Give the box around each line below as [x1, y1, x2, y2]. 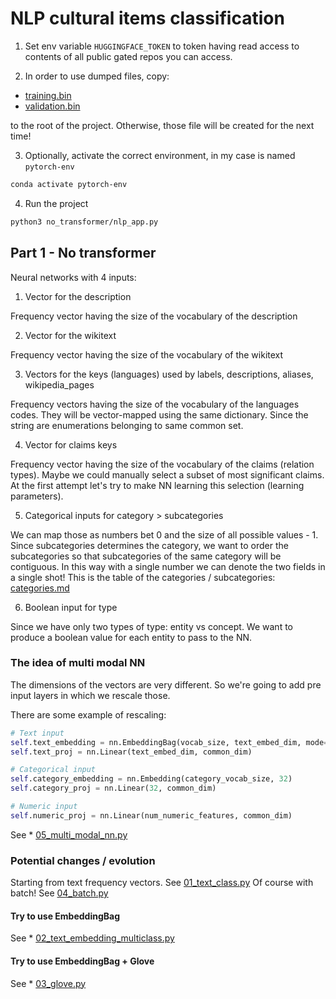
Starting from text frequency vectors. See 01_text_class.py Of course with [10, 877, 314, 889]
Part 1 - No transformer [10, 245, 157, 262]
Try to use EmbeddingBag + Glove [10, 955, 155, 967]
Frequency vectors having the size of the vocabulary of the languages [10, 398, 300, 410]
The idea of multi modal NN [10, 656, 146, 670]
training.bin [24, 89, 72, 101]
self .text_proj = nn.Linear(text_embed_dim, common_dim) [10, 747, 253, 757]
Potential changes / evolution [10, 853, 156, 867]
